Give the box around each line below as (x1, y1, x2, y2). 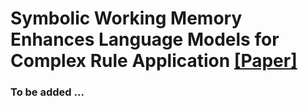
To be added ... (10, 85, 85, 99)
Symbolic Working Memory (10, 7, 243, 30)
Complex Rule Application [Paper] (10, 50, 298, 72)
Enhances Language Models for (10, 28, 280, 51)
